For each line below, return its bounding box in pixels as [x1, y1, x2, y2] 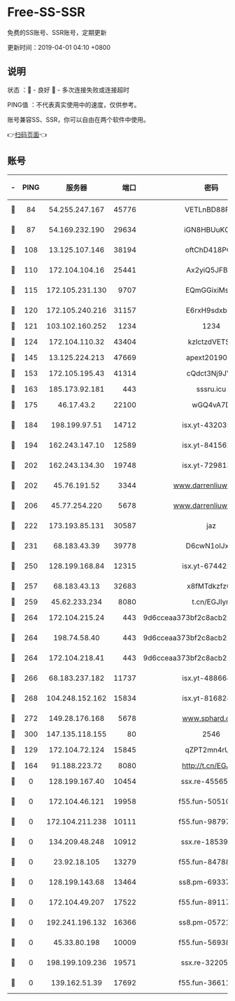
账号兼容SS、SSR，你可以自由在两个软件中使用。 [7, 115, 150, 123]
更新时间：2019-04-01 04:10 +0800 [7, 43, 111, 51]
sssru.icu [196, 384, 227, 394]
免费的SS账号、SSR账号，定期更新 [7, 28, 107, 36]
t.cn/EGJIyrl [192, 597, 231, 607]
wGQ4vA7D [192, 400, 231, 410]
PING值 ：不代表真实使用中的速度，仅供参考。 [7, 100, 141, 109]
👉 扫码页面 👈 [7, 130, 48, 139]
